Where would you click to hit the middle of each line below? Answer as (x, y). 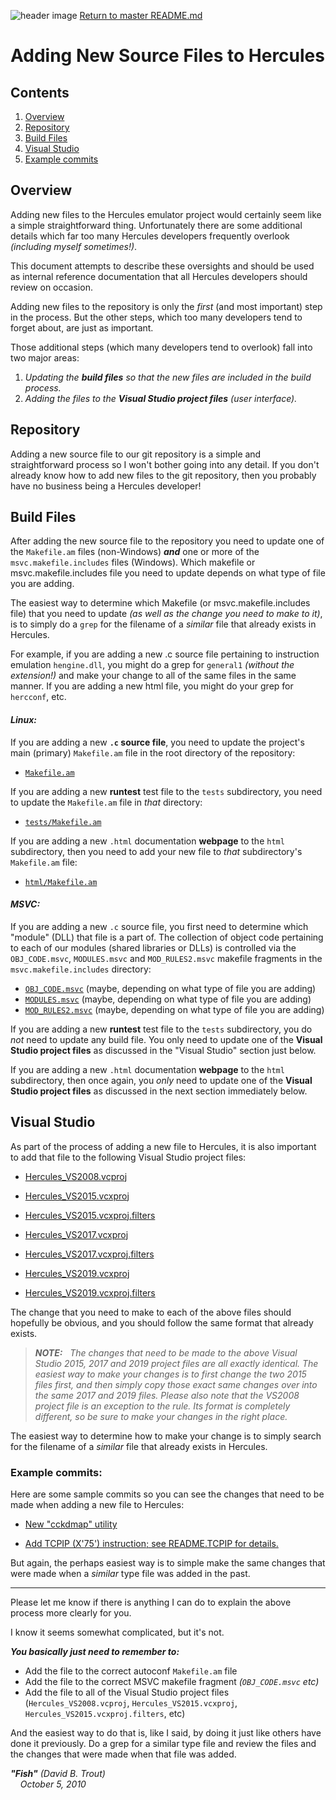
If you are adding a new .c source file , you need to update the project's (157, 742)
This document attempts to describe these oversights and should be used (162, 266)
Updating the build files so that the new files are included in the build (168, 377)
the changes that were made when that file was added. (123, 1754)
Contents (40, 92)
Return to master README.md (141, 15)
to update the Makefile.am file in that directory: (106, 802)
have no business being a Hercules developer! (106, 486)
